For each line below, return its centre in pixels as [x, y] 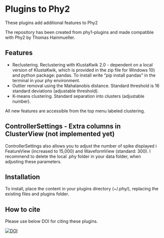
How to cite [23, 209]
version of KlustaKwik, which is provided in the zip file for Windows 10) [83, 70]
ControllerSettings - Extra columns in [63, 126]
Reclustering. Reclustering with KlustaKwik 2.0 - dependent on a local [82, 64]
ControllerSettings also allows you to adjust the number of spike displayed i [81, 146]
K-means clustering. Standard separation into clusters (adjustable [78, 96]
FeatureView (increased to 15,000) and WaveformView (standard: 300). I [78, 151]
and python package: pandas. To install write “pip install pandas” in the [84, 75]
